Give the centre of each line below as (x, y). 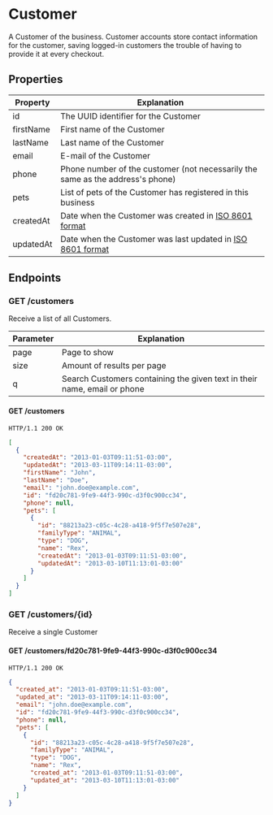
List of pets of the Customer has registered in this (155, 192)
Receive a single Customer (53, 632)
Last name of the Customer (113, 142)
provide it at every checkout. (56, 54)
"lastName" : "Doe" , (56, 480)
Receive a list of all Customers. (60, 319)
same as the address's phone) (118, 179)
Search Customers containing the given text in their (159, 379)
